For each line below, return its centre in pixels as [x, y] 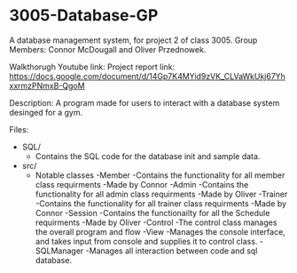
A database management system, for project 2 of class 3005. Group [133, 40]
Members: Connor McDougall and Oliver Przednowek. [108, 49]
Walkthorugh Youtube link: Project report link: [92, 67]
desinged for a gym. [46, 112]
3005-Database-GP [84, 16]
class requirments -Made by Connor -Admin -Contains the [142, 184]
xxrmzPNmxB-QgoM [47, 85]
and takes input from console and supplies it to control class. [146, 241]
